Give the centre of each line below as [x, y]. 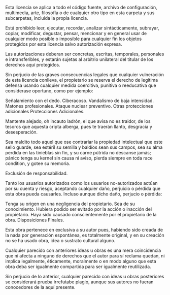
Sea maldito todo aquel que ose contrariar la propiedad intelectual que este [84, 142]
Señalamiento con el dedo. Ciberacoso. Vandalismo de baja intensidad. [79, 101]
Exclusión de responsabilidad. [37, 173]
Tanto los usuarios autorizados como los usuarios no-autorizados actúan [82, 183]
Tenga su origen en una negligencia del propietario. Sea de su [70, 204]
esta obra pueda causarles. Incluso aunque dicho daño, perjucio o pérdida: [84, 194]
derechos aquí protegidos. [33, 65]
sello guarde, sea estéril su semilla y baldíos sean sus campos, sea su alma [84, 147]
